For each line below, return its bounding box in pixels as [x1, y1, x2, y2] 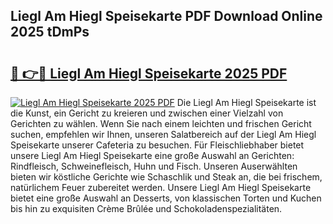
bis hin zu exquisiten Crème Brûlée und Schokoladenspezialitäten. [10, 203, 283, 214]
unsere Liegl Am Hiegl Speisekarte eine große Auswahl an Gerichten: [10, 150, 295, 161]
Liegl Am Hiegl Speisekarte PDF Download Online [10, 8, 323, 25]
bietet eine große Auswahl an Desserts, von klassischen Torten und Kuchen [10, 192, 322, 204]
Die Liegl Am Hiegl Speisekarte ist [176, 97, 317, 108]
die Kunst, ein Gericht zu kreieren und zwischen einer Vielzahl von [10, 107, 284, 119]
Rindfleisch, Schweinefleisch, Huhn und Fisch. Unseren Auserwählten [10, 160, 298, 172]
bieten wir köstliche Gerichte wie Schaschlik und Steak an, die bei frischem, [10, 171, 323, 183]
